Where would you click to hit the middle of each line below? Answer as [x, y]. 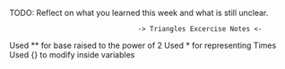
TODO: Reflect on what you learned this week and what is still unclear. [139, 13]
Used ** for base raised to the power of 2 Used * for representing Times [143, 45]
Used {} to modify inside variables [72, 55]
